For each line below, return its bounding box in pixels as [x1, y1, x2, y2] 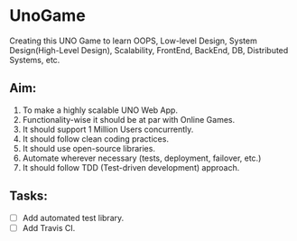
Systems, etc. [9, 54, 60, 65]
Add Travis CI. [22, 222, 76, 233]
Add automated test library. [22, 212, 125, 223]
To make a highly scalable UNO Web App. [22, 105, 179, 116]
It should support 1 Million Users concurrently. [22, 124, 194, 134]
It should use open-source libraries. [22, 143, 156, 153]
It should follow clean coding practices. [22, 133, 170, 144]
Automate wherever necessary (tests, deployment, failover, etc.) [22, 153, 262, 163]
